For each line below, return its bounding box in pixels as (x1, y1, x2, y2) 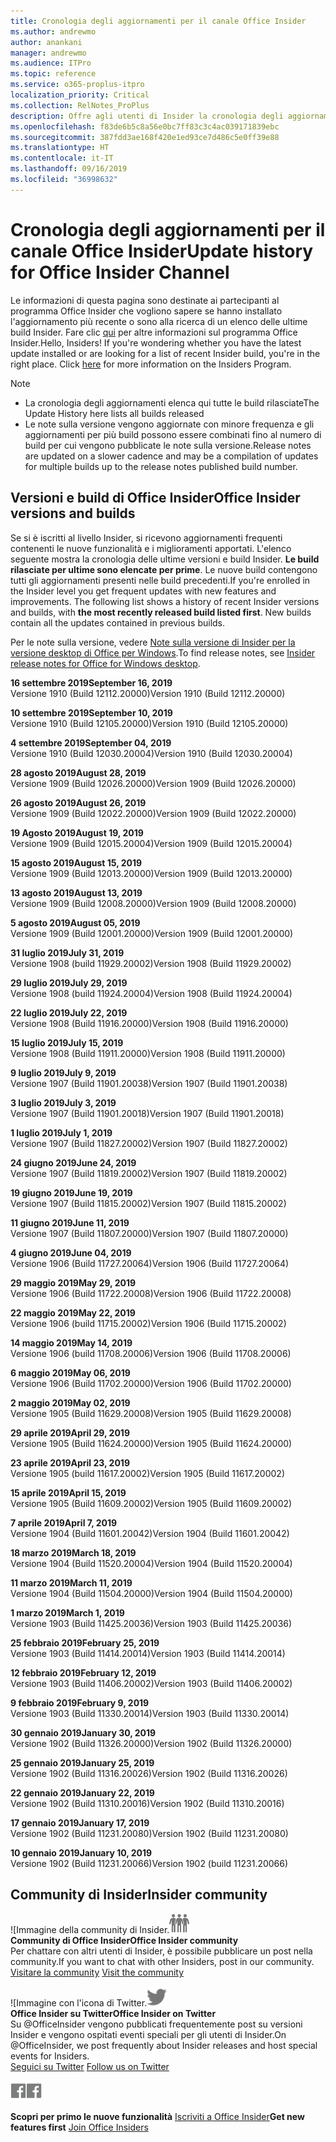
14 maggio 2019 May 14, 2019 (10, 1336, 133, 1349)
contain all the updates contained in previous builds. (10, 616, 226, 629)
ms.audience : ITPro (10, 58, 92, 69)
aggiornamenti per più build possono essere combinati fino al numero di (24, 428, 322, 440)
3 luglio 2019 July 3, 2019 (10, 1096, 117, 1109)
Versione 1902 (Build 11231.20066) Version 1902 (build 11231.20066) (10, 1857, 289, 1869)
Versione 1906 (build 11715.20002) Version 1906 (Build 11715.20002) (10, 1317, 287, 1329)
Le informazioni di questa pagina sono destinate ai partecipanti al (10, 294, 280, 306)
